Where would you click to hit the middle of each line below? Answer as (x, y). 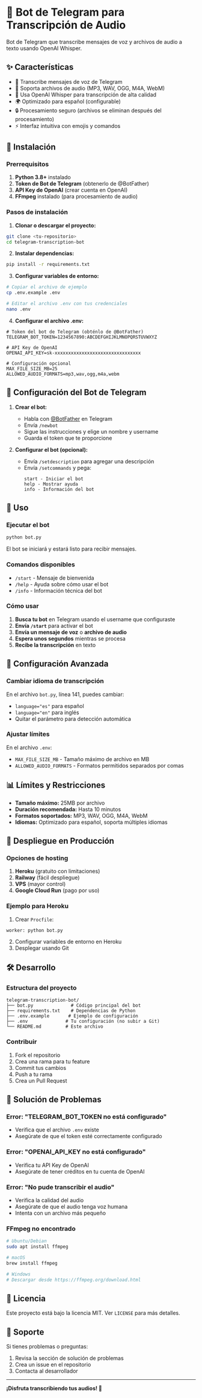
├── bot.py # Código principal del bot (74, 1006)
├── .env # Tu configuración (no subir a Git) (83, 1022)
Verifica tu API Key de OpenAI (52, 1165)
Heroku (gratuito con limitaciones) (57, 871)
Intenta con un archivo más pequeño (60, 1213)
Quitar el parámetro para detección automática (73, 719)
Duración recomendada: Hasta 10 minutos (68, 809)
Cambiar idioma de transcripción (55, 681)
